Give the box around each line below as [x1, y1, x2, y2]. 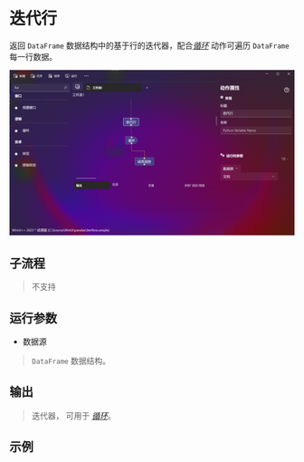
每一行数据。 [9, 51, 57, 62]
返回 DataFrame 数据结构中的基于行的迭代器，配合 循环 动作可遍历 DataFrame [9, 40, 290, 51]
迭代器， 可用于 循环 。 [31, 409, 116, 421]
